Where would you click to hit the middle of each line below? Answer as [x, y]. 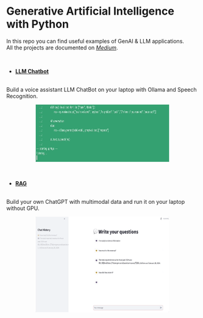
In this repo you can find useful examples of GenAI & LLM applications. [95, 41]
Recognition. [22, 96]
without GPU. [23, 208]
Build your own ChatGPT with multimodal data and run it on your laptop [95, 201]
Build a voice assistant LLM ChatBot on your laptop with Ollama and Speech [101, 89]
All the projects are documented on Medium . [62, 48]
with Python [37, 24]
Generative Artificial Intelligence [91, 11]
